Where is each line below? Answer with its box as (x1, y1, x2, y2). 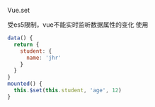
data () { (7, 34, 33, 42)
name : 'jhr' (25, 54, 62, 61)
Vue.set (7, 6, 30, 14)
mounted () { (7, 80, 42, 87)
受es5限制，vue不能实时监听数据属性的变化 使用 (7, 20, 149, 29)
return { (13, 41, 40, 48)
